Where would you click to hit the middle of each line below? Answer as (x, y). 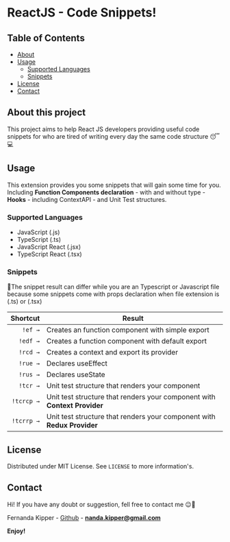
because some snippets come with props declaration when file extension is (113, 294)
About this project (47, 112)
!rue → (29, 363)
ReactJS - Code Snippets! (82, 13)
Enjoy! (16, 531)
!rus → (29, 375)
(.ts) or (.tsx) (25, 302)
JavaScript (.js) (38, 232)
